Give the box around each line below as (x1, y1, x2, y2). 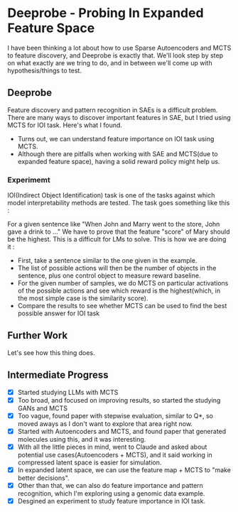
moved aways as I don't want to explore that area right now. (17, 419, 193, 427)
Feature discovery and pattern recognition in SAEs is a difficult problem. (7, 105, 218, 114)
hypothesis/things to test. (7, 66, 82, 75)
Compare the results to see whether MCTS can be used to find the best (17, 302, 227, 310)
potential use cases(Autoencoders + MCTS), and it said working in (17, 450, 213, 459)
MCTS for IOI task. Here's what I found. (7, 121, 123, 129)
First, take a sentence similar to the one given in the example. (17, 256, 198, 265)
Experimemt (7, 175, 51, 185)
